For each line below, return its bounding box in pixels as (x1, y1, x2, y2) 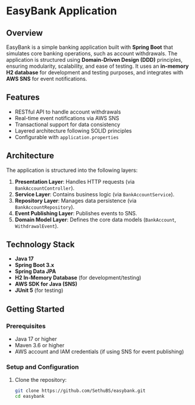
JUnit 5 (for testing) (14, 287, 64, 294)
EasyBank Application (6, 4, 117, 18)
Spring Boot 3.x (14, 262, 55, 269)
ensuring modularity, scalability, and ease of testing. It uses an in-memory (6, 62, 189, 70)
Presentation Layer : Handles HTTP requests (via (14, 178, 135, 185)
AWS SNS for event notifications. (6, 76, 87, 82)
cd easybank (14, 394, 45, 400)
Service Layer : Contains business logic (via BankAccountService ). (14, 190, 175, 197)
